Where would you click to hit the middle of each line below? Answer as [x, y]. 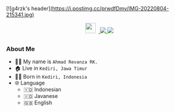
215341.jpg [19, 15]
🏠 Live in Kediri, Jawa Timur [51, 68]
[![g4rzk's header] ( [29, 9]
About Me [21, 49]
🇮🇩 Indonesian [42, 90]
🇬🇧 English [38, 103]
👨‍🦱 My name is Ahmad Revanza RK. [56, 62]
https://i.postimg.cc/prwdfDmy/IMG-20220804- [111, 9]
